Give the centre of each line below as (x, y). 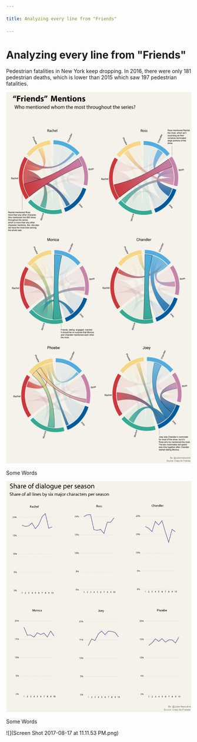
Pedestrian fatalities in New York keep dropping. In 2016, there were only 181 (98, 71)
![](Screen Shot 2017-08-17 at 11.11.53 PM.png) (62, 733)
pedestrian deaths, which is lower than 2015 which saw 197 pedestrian (91, 77)
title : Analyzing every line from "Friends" (61, 19)
